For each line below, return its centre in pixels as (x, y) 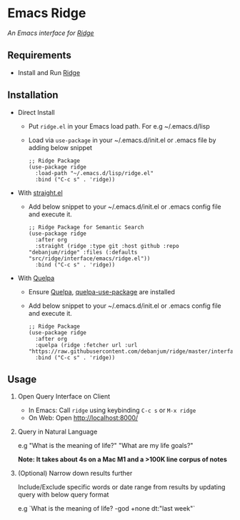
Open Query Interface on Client (64, 396)
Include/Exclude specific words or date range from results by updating (121, 487)
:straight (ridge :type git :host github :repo (107, 246)
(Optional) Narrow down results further (75, 474)
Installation (33, 95)
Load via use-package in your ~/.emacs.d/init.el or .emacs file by (122, 140)
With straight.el (40, 192)
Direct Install (36, 112)
